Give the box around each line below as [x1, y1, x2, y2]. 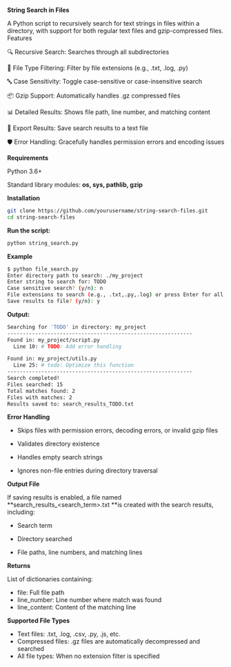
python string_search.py [7, 239, 79, 246]
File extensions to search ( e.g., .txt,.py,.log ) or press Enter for [7, 291, 212, 298]
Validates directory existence [17, 439, 100, 448]
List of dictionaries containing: [7, 575, 93, 583]
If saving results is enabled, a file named [7, 493, 122, 502]
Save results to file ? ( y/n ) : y [7, 298, 100, 304]
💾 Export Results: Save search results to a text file [7, 124, 148, 132]
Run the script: [7, 226, 50, 235]
